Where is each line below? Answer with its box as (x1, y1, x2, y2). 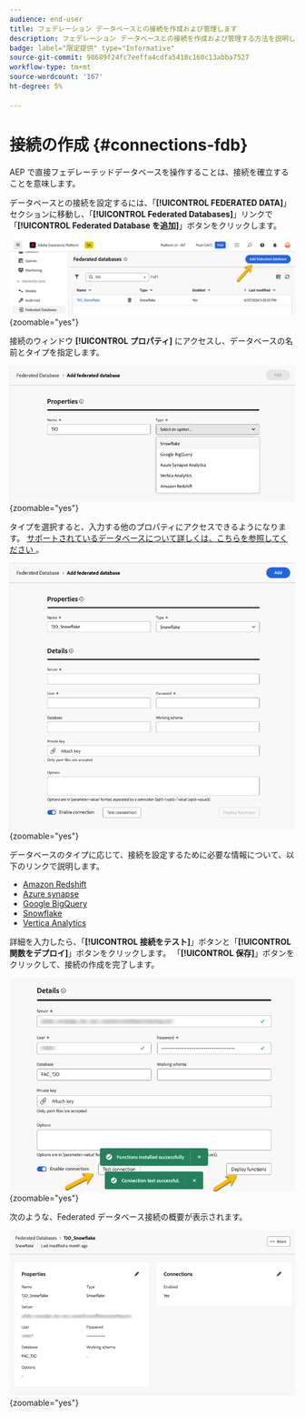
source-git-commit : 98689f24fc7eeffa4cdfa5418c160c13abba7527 (9, 53, 250, 63)
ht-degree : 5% (9, 82, 64, 91)
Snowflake (22, 908, 63, 919)
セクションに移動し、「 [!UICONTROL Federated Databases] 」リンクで (9, 208, 273, 219)
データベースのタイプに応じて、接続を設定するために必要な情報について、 (9, 849, 287, 860)
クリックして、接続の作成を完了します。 (9, 960, 160, 970)
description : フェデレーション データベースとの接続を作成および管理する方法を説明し (9, 34, 296, 43)
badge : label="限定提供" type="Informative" (9, 44, 175, 53)
